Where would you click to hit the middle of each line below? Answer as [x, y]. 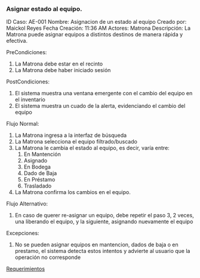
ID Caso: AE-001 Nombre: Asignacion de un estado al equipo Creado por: [96, 22]
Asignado [36, 161]
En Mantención [42, 154]
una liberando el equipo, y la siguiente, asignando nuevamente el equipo [104, 221]
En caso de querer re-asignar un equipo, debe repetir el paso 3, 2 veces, [104, 215]
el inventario [30, 99]
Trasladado [38, 186]
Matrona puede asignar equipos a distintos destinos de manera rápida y [95, 35]
